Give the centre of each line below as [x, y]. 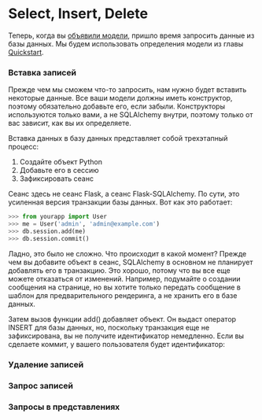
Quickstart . [26, 52]
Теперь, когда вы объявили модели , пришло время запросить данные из [131, 35]
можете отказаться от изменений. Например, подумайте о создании [125, 278]
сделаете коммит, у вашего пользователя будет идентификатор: [117, 344]
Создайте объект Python [61, 162]
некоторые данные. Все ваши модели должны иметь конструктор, [120, 98]
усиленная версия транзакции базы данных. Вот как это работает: [120, 202]
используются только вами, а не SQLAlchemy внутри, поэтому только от [131, 115]
